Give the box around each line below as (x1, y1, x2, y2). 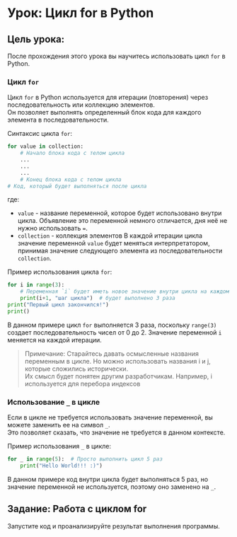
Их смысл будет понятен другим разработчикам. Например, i (24, 371, 212, 380)
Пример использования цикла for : (7, 267, 112, 277)
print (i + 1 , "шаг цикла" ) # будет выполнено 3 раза (20, 295, 175, 302)
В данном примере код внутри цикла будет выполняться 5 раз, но (7, 475, 209, 483)
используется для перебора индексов (24, 379, 141, 388)
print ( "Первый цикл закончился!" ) (7, 301, 110, 308)
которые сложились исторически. (24, 364, 129, 373)
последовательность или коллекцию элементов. (7, 100, 156, 109)
